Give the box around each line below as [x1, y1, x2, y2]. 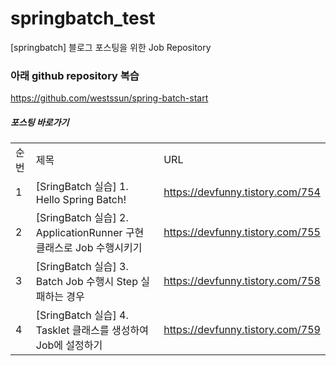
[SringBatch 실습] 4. [35, 308, 129, 322]
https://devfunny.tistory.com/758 [163, 274, 321, 288]
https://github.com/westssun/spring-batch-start [10, 92, 209, 104]
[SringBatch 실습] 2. [35, 211, 129, 225]
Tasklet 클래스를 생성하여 [35, 323, 149, 337]
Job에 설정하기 [35, 338, 103, 352]
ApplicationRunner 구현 [35, 226, 145, 240]
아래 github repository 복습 [10, 68, 140, 82]
